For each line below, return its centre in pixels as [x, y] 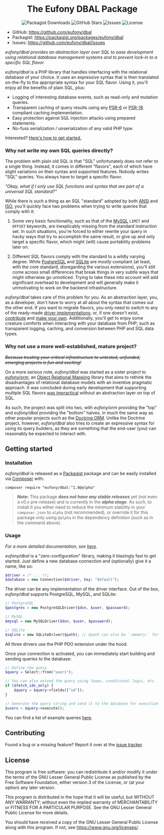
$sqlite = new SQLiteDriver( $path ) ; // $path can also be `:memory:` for [82, 634]
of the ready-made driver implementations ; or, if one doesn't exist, [72, 313]
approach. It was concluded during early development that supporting [76, 387]
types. [12, 334]
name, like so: [19, 566]
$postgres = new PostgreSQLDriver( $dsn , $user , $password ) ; [68, 608]
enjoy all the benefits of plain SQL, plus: [45, 87]
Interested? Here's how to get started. [43, 138]
